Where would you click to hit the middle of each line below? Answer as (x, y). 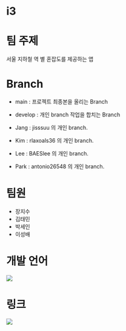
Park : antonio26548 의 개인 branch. (60, 166)
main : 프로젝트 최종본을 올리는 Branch (61, 102)
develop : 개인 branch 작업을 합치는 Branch (68, 115)
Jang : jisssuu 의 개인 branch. (51, 128)
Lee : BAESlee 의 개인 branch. (52, 154)
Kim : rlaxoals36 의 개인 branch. (54, 141)
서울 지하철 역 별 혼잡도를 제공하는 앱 (50, 59)
